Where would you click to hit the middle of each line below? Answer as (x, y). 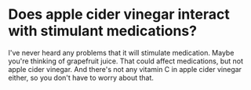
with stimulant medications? (103, 31)
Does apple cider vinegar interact (119, 14)
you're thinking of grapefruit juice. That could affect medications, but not (125, 61)
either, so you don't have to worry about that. (81, 77)
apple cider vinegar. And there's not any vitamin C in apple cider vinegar (125, 69)
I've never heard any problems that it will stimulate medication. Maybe (121, 52)
